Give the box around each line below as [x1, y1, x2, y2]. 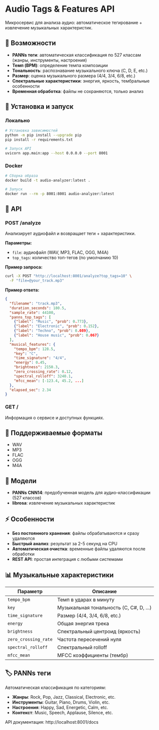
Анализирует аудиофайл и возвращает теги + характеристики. [5, 231, 136, 237]
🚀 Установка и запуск [5, 103, 74, 111]
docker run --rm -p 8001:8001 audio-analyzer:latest [5, 191, 115, 196]
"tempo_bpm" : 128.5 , [14, 346, 56, 352]
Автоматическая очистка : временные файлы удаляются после [12, 546, 145, 552]
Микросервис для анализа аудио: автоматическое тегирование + [5, 20, 142, 25]
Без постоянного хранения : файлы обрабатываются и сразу [12, 531, 139, 536]
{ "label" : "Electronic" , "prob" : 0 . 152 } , [14, 324, 99, 329]
